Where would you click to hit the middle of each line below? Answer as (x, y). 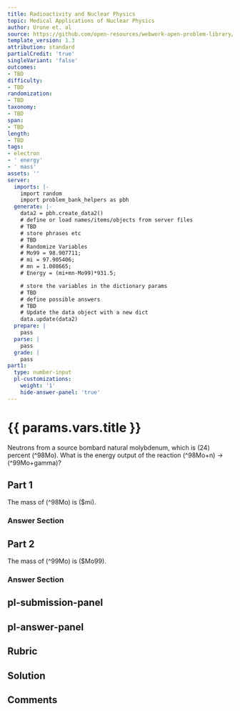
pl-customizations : (43, 379)
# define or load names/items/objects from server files (107, 220)
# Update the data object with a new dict (84, 313)
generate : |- (33, 207)
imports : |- (32, 187)
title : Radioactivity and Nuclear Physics (71, 14)
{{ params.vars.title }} (74, 428)
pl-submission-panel (55, 603)
